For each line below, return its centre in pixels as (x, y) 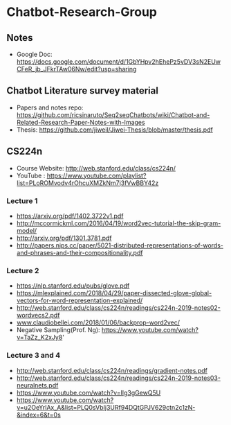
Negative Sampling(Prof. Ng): (58, 330)
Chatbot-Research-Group (82, 12)
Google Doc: (34, 54)
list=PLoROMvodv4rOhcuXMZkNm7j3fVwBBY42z (87, 183)
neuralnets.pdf (37, 385)
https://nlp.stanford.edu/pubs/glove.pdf (73, 286)
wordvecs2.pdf (38, 315)
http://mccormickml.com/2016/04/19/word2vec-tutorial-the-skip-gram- (119, 223)
